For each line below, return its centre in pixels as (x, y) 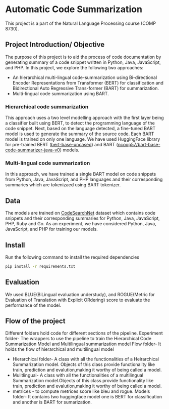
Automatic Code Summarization (74, 9)
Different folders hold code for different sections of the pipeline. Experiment (84, 333)
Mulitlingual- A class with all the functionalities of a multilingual (78, 375)
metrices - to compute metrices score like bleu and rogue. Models (81, 391)
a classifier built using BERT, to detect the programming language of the (80, 123)
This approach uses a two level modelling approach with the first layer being (84, 118)
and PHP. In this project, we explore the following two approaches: (74, 67)
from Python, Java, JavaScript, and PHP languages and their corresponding (84, 179)
